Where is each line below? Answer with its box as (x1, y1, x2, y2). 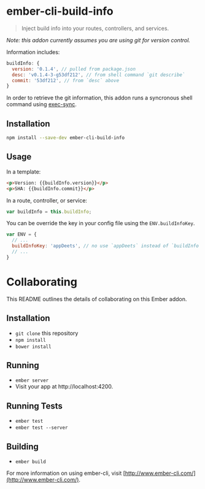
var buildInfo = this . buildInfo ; (6, 209, 92, 215)
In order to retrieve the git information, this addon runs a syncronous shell (6, 94, 193, 102)
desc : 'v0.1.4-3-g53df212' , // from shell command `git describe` (12, 72, 185, 78)
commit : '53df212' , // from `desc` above (12, 77, 120, 83)
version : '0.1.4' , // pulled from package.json (12, 66, 136, 72)
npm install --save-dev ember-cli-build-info (6, 135, 125, 141)
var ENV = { (6, 231, 37, 237)
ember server (15, 377, 49, 384)
